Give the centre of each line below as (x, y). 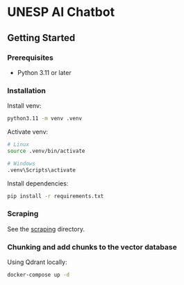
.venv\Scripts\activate (42, 170)
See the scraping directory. (46, 229)
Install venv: (24, 106)
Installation (27, 90)
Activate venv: (28, 132)
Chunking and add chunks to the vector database (92, 247)
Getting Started (41, 38)
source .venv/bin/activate (46, 151)
